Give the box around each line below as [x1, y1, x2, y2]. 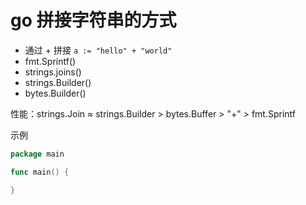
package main [10, 149, 65, 159]
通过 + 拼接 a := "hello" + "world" [24, 44, 173, 56]
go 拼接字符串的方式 [10, 9, 177, 32]
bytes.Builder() [24, 87, 87, 99]
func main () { [10, 167, 70, 177]
